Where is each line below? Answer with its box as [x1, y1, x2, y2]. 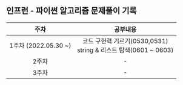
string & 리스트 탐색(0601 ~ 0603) [76, 46, 174, 54]
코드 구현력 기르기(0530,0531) [82, 37, 168, 45]
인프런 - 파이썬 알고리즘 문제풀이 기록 [6, 5, 137, 16]
